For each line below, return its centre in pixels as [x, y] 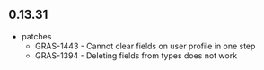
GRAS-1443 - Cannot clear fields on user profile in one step [145, 46]
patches [36, 36]
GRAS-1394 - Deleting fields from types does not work [136, 55]
